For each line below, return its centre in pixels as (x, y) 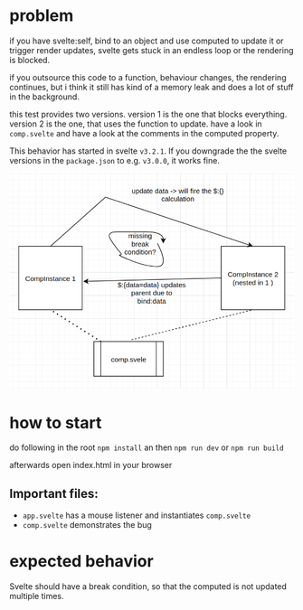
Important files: (54, 493)
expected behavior (81, 562)
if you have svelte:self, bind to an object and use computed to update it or (147, 41)
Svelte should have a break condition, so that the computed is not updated (148, 587)
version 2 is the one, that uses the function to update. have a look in (136, 124)
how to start (56, 422)
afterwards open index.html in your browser (91, 465)
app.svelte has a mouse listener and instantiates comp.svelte (137, 515)
